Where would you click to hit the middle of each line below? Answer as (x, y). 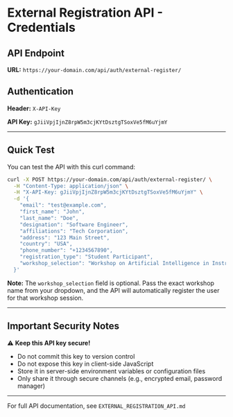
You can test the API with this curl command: (71, 167)
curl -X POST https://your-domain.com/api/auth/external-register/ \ (110, 179)
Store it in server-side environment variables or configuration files (111, 371)
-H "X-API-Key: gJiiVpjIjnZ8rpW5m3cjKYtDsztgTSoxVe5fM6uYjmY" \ (108, 192)
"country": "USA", (46, 244)
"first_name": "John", (52, 212)
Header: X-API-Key (34, 108)
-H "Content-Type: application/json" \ (71, 186)
